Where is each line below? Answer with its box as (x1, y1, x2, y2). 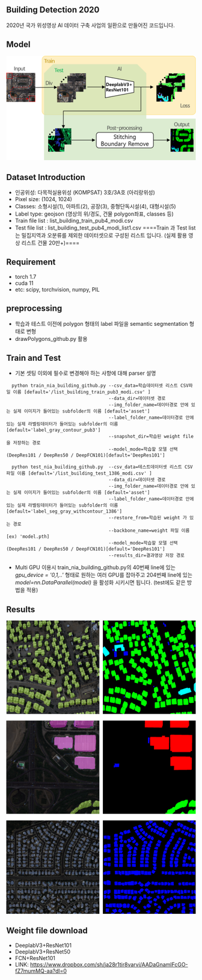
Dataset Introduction (6, 172, 85, 183)
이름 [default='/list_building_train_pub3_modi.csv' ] (13, 389, 151, 395)
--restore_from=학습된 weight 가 (108, 515, 188, 521)
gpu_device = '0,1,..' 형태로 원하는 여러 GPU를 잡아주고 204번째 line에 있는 (14, 572, 193, 579)
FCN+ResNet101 (14, 954, 55, 961)
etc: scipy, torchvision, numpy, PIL (14, 286, 100, 293)
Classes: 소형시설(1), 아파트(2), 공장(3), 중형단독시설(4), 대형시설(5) (14, 203, 176, 210)
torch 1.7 (14, 273, 37, 280)
